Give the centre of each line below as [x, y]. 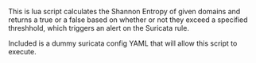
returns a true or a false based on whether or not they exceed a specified [128, 20]
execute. [23, 52]
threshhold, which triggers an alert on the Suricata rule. [99, 28]
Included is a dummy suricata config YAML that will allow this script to [123, 43]
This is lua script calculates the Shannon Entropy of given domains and [124, 11]
